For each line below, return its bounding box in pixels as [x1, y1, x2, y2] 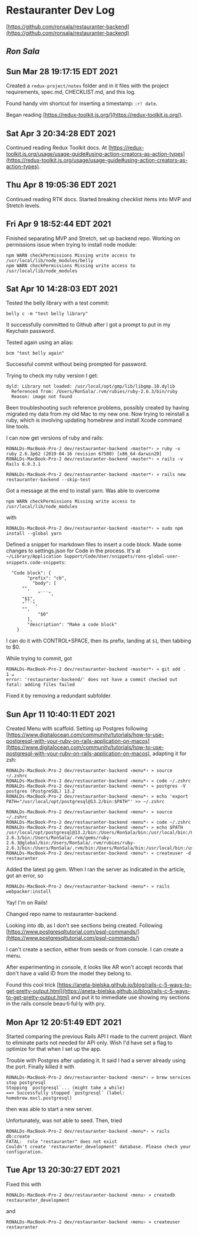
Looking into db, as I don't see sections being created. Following [6, 922, 163, 929]
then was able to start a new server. [6, 1106, 93, 1113]
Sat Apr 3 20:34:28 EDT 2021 [6, 128, 116, 139]
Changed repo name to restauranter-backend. [6, 910, 118, 918]
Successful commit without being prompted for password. [6, 361, 147, 368]
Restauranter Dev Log [6, 4, 115, 17]
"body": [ [32, 581, 57, 587]
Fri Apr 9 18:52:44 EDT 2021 [6, 219, 111, 229]
